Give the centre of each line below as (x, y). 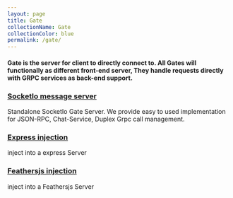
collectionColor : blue (41, 34)
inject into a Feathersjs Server (50, 186)
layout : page (26, 14)
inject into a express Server (47, 153)
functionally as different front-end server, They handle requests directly (115, 70)
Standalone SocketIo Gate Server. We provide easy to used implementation (116, 112)
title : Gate (25, 21)
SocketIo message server (52, 96)
